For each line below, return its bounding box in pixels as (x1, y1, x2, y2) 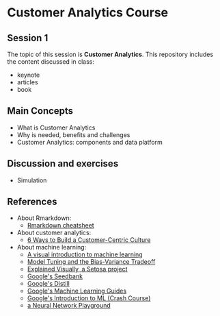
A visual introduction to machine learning (27, 250, 143, 258)
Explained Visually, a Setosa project (27, 265, 128, 274)
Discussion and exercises (7, 158, 119, 169)
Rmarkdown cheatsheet (27, 221, 94, 230)
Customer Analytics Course (7, 5, 169, 21)
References (7, 196, 57, 208)
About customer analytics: (16, 228, 92, 237)
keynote (16, 71, 40, 79)
